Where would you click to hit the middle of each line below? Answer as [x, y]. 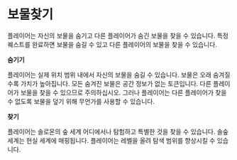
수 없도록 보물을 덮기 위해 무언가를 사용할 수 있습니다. [81, 101]
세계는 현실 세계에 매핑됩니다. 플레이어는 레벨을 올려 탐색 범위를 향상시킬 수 [111, 140]
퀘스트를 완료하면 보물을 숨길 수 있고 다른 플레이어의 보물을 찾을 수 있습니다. [112, 44]
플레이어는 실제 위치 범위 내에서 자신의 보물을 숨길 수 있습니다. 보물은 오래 [109, 75]
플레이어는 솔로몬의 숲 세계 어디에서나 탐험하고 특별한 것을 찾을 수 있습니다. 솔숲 [118, 132]
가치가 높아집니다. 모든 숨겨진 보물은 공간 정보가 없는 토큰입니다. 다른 [116, 83]
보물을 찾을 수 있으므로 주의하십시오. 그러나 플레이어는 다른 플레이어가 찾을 [123, 92]
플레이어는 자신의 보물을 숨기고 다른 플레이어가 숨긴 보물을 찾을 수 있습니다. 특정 [118, 36]
